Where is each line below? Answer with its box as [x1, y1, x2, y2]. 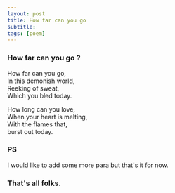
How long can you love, [7, 105, 76, 113]
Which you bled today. [7, 91, 72, 100]
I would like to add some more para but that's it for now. [7, 161, 169, 169]
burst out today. [7, 127, 53, 135]
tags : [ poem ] [7, 29, 46, 37]
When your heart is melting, [7, 112, 88, 121]
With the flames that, [7, 120, 68, 128]
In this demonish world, [7, 76, 75, 85]
